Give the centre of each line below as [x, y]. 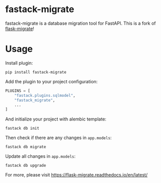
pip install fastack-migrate [36, 72]
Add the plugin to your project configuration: [51, 81]
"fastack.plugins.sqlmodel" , [45, 95]
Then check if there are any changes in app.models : [59, 138]
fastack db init [22, 129]
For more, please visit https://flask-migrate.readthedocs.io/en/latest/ [76, 175]
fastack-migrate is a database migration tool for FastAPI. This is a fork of [81, 23]
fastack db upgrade [26, 166]
